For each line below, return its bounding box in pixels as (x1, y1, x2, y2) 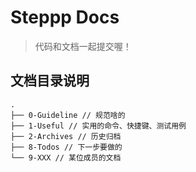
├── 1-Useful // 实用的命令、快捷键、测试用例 (10, 121, 187, 131)
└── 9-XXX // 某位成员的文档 (10, 152, 122, 163)
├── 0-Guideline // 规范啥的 (10, 110, 126, 120)
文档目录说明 (10, 72, 90, 90)
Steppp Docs (10, 6, 120, 29)
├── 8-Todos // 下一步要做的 (10, 142, 123, 152)
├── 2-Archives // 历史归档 (10, 131, 122, 141)
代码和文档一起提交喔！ (34, 40, 132, 52)
